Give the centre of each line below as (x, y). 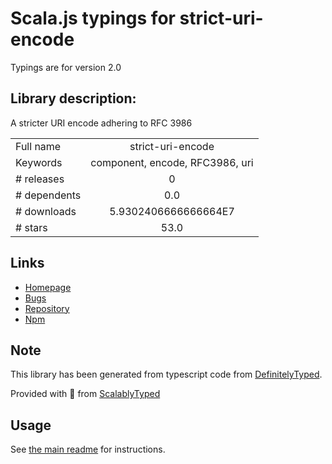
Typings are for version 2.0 (66, 67)
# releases (40, 179)
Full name (38, 146)
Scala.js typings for (93, 18)
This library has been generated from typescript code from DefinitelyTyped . (166, 374)
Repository (47, 308)
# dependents (48, 195)
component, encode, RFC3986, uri (172, 162)
